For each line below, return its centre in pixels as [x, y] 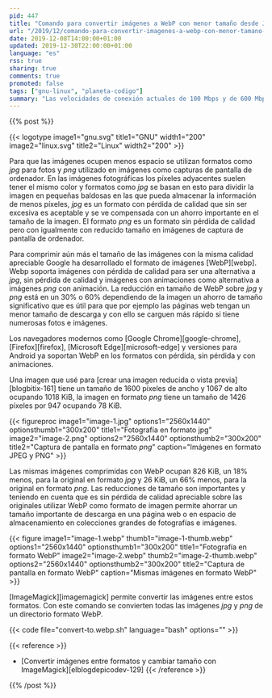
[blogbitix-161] [33, 389]
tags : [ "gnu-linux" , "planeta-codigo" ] [76, 91]
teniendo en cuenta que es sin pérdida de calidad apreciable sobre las [126, 497]
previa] [226, 380]
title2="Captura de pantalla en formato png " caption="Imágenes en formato [135, 447]
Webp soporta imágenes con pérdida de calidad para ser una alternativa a [133, 271]
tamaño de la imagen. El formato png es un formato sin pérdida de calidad [132, 221]
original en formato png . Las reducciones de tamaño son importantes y [127, 489]
